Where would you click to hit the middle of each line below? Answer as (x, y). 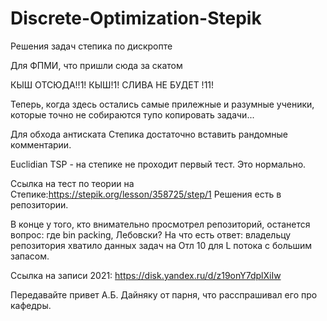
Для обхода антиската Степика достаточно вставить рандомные (149, 134)
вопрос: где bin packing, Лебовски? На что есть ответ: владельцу (151, 234)
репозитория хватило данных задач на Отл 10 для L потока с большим (161, 245)
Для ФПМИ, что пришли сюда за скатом (96, 65)
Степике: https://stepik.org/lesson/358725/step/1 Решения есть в (146, 194)
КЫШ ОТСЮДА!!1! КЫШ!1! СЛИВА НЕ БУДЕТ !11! (112, 84)
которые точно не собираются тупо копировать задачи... (132, 114)
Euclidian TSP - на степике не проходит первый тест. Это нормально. (158, 164)
